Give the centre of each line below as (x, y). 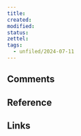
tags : (15, 45)
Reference (30, 102)
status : (18, 32)
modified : (21, 26)
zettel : (18, 39)
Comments (31, 79)
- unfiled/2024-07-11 (44, 52)
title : (16, 13)
